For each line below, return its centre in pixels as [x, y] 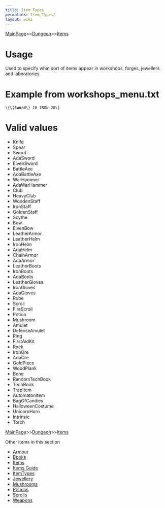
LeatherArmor [27, 233]
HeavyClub [24, 196]
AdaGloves [24, 293]
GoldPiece [23, 363]
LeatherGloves [28, 282]
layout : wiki [19, 19]
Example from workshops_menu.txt [82, 94]
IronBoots [23, 272]
